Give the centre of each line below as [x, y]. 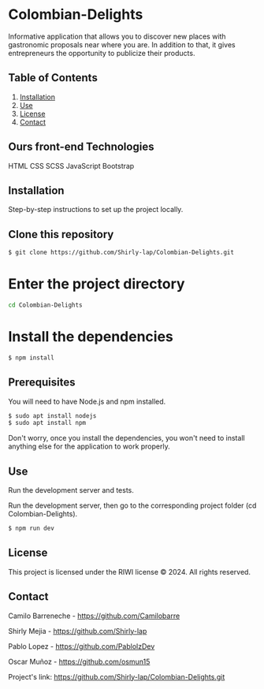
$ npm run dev [32, 529]
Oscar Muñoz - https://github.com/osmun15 [79, 661]
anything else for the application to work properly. [89, 446]
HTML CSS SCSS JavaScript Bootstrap [71, 166]
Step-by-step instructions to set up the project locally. [96, 210]
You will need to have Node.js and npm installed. [87, 401]
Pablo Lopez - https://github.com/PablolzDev [82, 646]
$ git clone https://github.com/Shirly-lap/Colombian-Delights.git [121, 253]
